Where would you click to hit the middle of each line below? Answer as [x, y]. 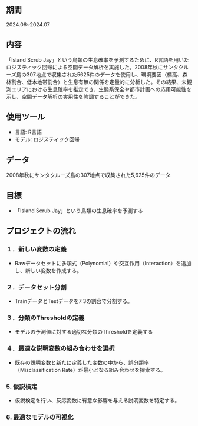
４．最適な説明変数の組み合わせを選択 [60, 348]
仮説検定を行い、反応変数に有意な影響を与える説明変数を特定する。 [97, 400]
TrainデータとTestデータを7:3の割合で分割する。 [74, 301]
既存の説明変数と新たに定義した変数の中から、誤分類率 [82, 362]
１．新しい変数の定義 [36, 249]
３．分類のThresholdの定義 [45, 318]
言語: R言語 [28, 132]
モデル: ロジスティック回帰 [47, 139]
